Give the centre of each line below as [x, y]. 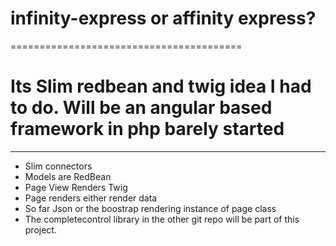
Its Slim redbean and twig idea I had [161, 86]
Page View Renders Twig [76, 187]
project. [40, 229]
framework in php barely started [147, 129]
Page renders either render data [91, 198]
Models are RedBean [68, 176]
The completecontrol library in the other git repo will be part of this [162, 219]
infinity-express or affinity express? [163, 18]
